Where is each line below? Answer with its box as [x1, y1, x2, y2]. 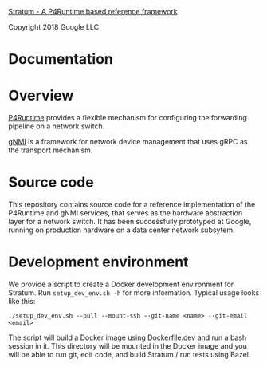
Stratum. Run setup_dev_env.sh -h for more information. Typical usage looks [8, 288, 260, 298]
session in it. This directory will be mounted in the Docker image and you [8, 341, 247, 350]
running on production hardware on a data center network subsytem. [8, 225, 235, 235]
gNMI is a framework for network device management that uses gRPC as [8, 137, 248, 147]
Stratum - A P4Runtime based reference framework [8, 7, 178, 16]
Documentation [8, 50, 114, 69]
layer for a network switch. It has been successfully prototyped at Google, [8, 217, 252, 227]
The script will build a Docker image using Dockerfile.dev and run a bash [8, 333, 247, 342]
